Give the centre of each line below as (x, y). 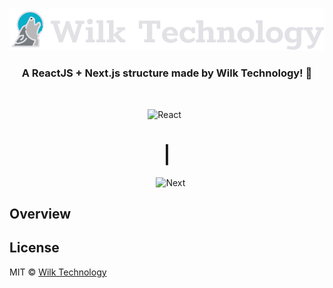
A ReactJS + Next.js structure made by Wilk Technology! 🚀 (167, 73)
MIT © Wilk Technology (58, 272)
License (34, 248)
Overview (40, 213)
